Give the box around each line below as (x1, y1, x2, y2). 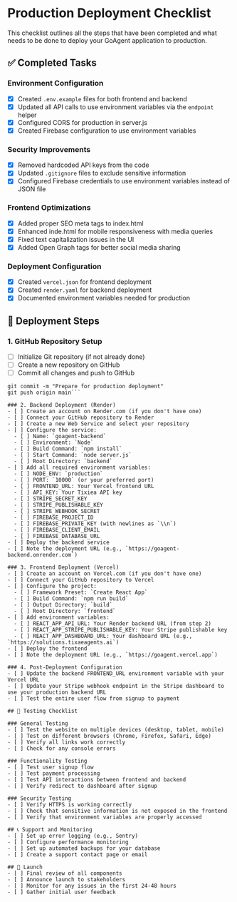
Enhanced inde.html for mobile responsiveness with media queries (17, 227, 214, 235)
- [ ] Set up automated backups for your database (7, 845, 161, 852)
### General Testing (7, 720, 69, 727)
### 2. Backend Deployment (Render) (7, 402, 116, 409)
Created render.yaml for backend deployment (17, 285, 152, 294)
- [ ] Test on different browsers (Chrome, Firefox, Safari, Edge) (7, 733, 212, 740)
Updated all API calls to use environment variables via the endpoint (17, 102, 214, 111)
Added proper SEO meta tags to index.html (17, 219, 144, 228)
